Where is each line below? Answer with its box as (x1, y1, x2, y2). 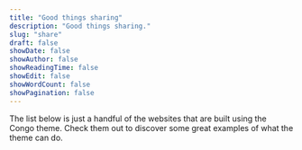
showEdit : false (9, 72, 70, 81)
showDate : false (9, 47, 70, 56)
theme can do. (9, 132, 63, 143)
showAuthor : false (9, 55, 78, 64)
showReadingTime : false (9, 64, 99, 73)
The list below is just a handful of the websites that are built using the (9, 113, 268, 124)
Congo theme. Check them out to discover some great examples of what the (9, 122, 294, 133)
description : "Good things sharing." (9, 22, 151, 31)
